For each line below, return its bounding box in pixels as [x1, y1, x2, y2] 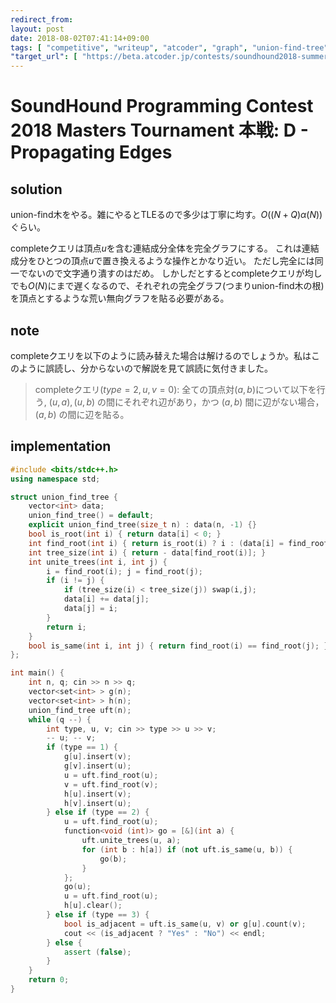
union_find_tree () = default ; [28, 511, 155, 521]
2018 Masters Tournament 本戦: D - [10, 119, 309, 142]
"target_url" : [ [10, 52, 78, 62]
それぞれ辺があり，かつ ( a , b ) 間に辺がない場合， [123, 396, 325, 408]
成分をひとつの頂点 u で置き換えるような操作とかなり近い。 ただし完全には [10, 255, 315, 267]
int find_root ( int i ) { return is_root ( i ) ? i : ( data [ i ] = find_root [28, 538, 329, 548]
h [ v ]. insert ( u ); [63, 798, 132, 808]
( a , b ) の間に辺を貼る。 [34, 408, 130, 420]
